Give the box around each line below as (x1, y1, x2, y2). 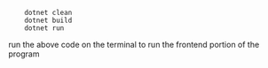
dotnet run (24, 24, 65, 33)
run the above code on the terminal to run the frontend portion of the (8, 40, 260, 49)
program (8, 49, 40, 59)
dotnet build (24, 16, 73, 25)
